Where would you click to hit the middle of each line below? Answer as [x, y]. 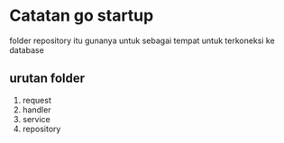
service [37, 119]
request [37, 100]
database [27, 49]
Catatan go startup [82, 16]
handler [37, 110]
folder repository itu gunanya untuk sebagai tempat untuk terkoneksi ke [142, 40]
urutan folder [47, 79]
